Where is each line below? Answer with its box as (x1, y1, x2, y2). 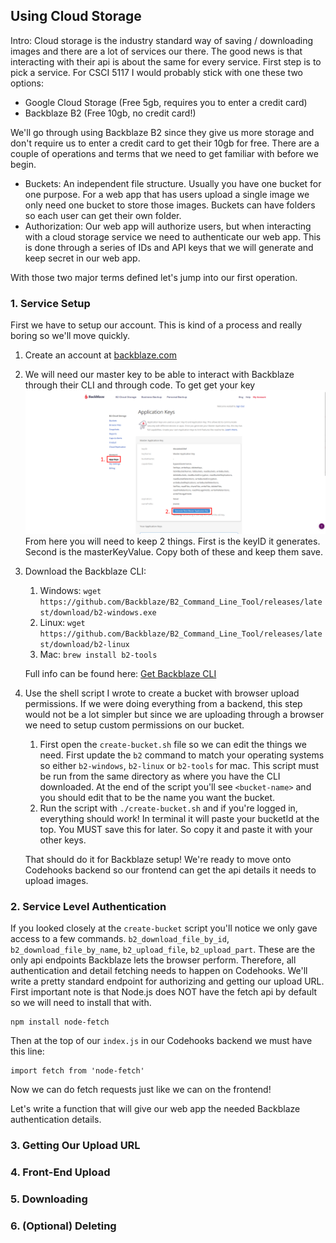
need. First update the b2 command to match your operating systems (39, 749, 325, 761)
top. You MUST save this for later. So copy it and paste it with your (39, 823, 313, 835)
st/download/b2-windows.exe (39, 607, 157, 618)
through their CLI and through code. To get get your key (24, 379, 256, 391)
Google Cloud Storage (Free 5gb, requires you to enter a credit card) (24, 96, 308, 108)
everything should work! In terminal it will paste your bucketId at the (39, 812, 320, 824)
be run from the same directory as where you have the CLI (39, 770, 281, 782)
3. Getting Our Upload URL (10, 1139, 141, 1153)
